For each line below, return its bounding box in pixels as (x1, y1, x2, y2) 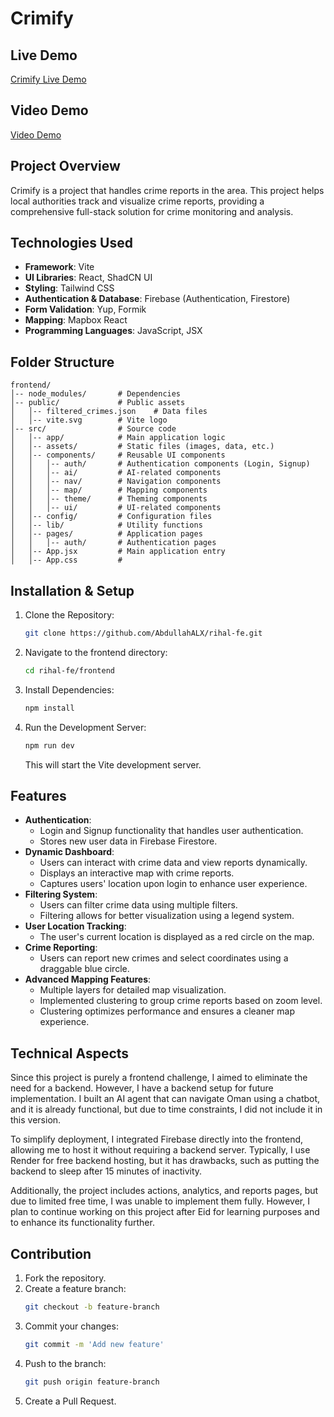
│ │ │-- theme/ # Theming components (10, 494, 208, 504)
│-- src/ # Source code (10, 424, 177, 434)
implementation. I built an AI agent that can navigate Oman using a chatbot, (10, 1093, 321, 1105)
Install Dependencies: (24, 683, 115, 696)
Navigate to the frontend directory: (24, 646, 168, 658)
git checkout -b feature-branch (24, 1302, 160, 1312)
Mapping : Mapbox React (24, 314, 128, 326)
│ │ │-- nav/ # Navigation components (10, 477, 222, 487)
